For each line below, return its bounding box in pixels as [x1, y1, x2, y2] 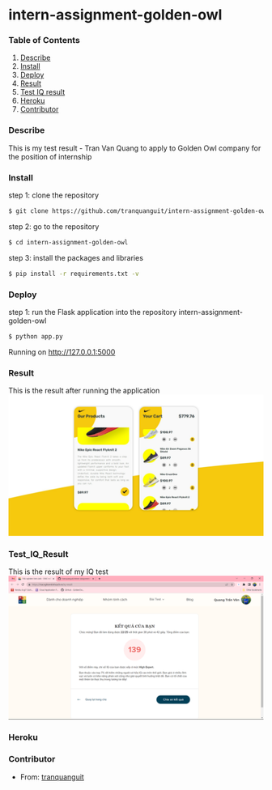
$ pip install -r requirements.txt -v [8, 270, 139, 278]
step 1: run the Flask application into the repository [8, 308, 177, 316]
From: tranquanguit [19, 771, 85, 782]
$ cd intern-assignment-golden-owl [8, 238, 129, 246]
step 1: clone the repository [8, 190, 100, 200]
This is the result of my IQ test [8, 567, 109, 576]
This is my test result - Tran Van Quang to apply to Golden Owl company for [8, 143, 261, 153]
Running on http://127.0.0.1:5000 [8, 346, 116, 357]
